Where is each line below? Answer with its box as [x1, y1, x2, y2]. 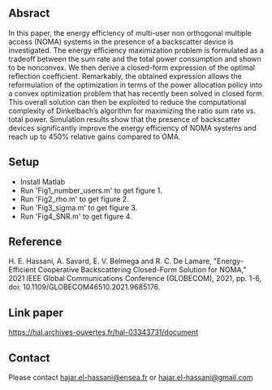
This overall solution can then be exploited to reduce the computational [8, 97, 247, 106]
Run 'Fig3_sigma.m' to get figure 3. [19, 202, 138, 212]
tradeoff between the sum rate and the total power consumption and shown [8, 54, 261, 63]
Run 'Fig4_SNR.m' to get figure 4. [19, 211, 132, 221]
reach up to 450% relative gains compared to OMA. [8, 132, 181, 141]
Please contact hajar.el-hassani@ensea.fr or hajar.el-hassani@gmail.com [8, 373, 253, 383]
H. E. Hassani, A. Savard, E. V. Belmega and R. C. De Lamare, [8, 256, 213, 266]
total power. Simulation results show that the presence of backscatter [8, 114, 241, 124]
